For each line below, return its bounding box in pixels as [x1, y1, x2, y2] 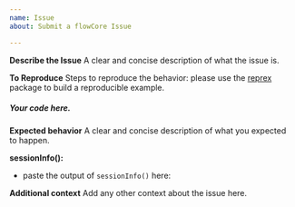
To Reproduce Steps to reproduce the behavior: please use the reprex [9, 72, 272, 83]
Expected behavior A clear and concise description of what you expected [9, 125, 287, 136]
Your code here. [9, 103, 71, 113]
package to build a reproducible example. [9, 82, 165, 93]
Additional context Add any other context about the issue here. [9, 188, 248, 199]
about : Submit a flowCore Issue [9, 22, 132, 31]
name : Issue [9, 13, 54, 23]
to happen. [9, 135, 50, 146]
